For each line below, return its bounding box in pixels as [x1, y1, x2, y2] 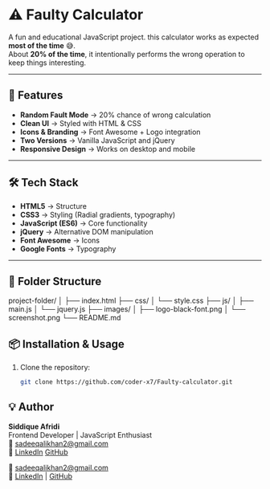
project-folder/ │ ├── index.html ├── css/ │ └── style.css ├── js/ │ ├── [8, 295, 255, 306]
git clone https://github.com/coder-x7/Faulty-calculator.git [19, 378, 233, 386]
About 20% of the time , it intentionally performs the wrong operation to [8, 49, 245, 59]
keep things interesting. [8, 58, 87, 67]
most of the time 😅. [8, 40, 76, 50]
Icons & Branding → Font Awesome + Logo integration [19, 127, 201, 137]
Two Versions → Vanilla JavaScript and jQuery [19, 135, 175, 145]
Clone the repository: [19, 363, 91, 373]
